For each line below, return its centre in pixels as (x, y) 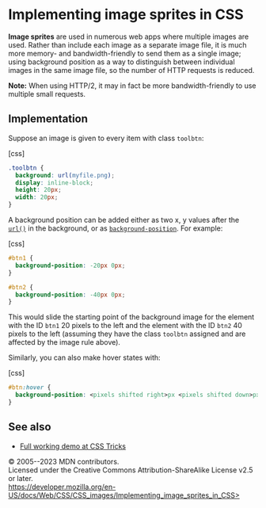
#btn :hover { (30, 388)
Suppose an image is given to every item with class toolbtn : (106, 138)
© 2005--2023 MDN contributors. (64, 461)
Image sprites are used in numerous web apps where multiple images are (129, 36)
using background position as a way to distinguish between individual (122, 62)
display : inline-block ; (54, 183)
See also (30, 427)
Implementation (48, 119)
